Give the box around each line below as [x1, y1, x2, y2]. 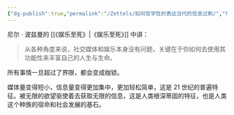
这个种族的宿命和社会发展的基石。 [7, 100, 105, 108]
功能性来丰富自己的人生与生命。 [24, 53, 116, 62]
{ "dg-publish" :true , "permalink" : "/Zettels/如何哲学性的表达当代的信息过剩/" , [7, 10, 223, 17]
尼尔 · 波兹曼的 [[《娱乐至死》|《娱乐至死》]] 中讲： [7, 30, 149, 38]
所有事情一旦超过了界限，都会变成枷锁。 [7, 68, 123, 76]
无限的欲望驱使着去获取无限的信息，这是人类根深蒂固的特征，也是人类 [25, 91, 227, 100]
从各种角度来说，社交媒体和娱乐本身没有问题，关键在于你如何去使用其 [24, 44, 226, 53]
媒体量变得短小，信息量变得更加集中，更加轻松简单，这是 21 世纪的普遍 [7, 82, 212, 91]
